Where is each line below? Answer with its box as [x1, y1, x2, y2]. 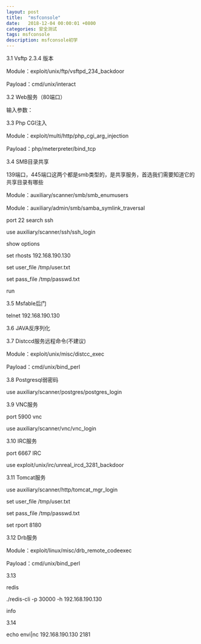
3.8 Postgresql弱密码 [6, 376, 59, 383]
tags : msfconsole [6, 32, 50, 38]
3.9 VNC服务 [6, 401, 38, 408]
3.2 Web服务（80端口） [6, 94, 66, 100]
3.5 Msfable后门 [6, 300, 47, 307]
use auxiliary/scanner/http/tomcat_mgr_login [6, 486, 118, 493]
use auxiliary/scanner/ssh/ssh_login [6, 229, 96, 235]
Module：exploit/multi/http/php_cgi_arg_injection [6, 132, 129, 139]
